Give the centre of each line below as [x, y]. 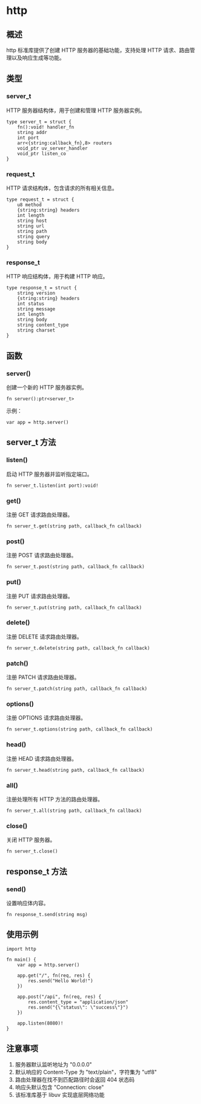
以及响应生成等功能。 [38, 58]
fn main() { [21, 959]
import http [21, 949]
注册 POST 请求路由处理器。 [41, 555]
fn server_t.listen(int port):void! [52, 486]
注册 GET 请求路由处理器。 [40, 514]
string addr [32, 132]
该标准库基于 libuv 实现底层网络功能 [60, 1094]
